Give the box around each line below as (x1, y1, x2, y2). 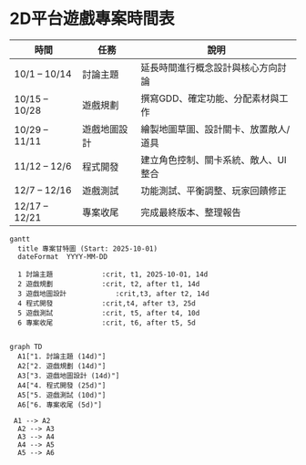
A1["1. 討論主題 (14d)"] (17, 352, 107, 361)
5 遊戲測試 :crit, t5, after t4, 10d (17, 308, 200, 317)
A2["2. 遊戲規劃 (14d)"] (17, 361, 107, 370)
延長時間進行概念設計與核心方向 (140, 61, 278, 74)
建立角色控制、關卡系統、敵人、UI (140, 153, 287, 166)
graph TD (9, 342, 43, 351)
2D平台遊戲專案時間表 (9, 8, 175, 29)
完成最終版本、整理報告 (140, 206, 241, 219)
